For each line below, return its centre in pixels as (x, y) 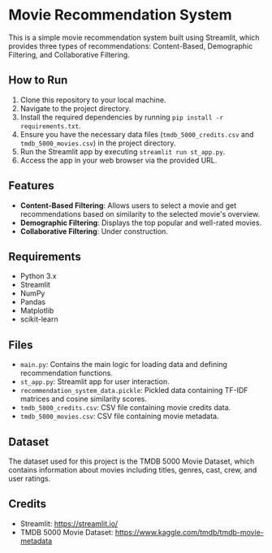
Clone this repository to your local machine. (93, 100)
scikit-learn (39, 319)
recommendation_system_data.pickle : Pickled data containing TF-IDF (134, 391)
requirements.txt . (50, 125)
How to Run (38, 80)
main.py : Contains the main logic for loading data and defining (123, 365)
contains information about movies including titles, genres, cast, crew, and (133, 470)
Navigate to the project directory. (76, 108)
